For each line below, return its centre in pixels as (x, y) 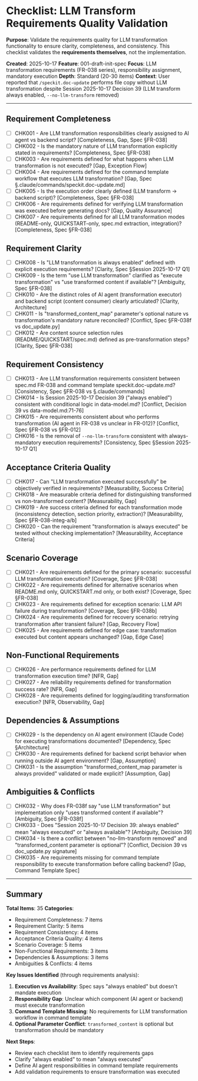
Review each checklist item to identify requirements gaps (84, 1053)
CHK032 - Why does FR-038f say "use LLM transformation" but (93, 806)
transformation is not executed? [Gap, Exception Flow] (81, 166)
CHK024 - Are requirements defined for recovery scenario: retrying (96, 617)
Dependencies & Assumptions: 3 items (62, 957)
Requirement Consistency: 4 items (56, 933)
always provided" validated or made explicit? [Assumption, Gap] (93, 773)
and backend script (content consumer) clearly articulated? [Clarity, (97, 301)
